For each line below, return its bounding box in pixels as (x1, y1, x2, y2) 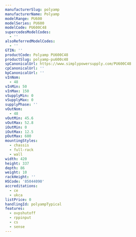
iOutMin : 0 (5, 125, 27, 129)
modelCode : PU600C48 (5, 25, 47, 30)
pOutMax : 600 (5, 134, 32, 139)
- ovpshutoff (9, 211, 36, 216)
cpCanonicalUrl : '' (5, 66, 45, 71)
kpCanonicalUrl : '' (5, 71, 45, 75)
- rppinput (9, 215, 32, 220)
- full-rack (9, 147, 34, 152)
